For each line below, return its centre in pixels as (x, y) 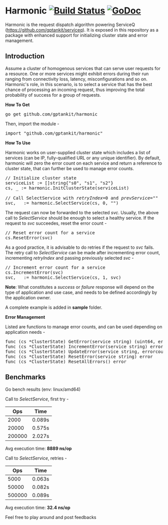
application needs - (25, 332)
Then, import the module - (32, 124)
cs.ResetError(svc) (29, 237)
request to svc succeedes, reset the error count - (56, 223)
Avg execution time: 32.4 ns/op (38, 507)
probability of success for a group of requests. (53, 95)
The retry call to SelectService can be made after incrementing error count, (83, 252)
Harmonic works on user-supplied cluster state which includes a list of (78, 152)
